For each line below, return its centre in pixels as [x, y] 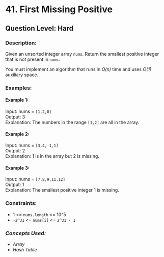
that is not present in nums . [33, 59]
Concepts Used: [26, 233]
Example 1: [17, 100]
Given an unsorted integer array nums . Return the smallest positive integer [82, 54]
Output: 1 [15, 184]
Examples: [19, 88]
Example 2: [17, 134]
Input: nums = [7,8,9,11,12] [35, 179]
